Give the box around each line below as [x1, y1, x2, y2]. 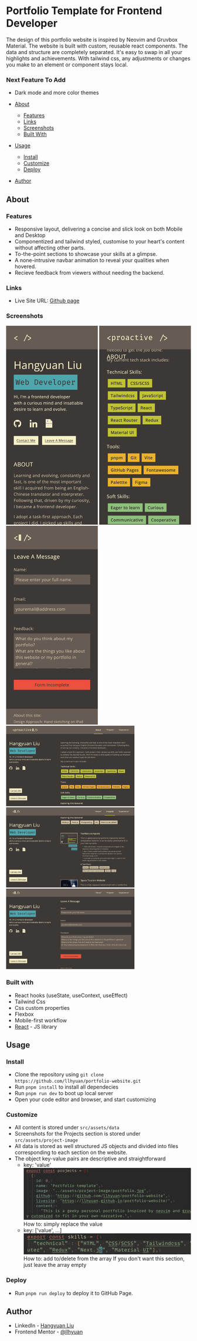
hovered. [14, 263, 36, 270]
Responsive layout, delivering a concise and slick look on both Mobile [14, 225, 183, 232]
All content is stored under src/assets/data [14, 1124, 120, 1131]
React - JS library [14, 1023, 57, 1030]
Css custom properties [14, 1004, 70, 1011]
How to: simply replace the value [23, 1220, 103, 1227]
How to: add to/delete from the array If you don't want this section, [23, 1255, 185, 1262]
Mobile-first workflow [14, 1016, 67, 1024]
